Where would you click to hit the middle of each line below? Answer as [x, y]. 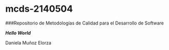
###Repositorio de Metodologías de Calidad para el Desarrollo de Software [84, 23]
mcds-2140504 [39, 9]
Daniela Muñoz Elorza [28, 43]
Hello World [18, 33]
